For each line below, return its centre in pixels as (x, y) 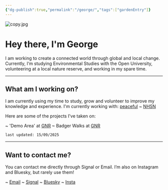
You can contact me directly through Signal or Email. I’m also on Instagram (82, 167)
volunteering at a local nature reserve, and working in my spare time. (76, 68)
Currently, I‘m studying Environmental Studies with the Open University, (79, 63)
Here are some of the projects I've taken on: (50, 116)
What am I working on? (42, 89)
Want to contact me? (38, 155)
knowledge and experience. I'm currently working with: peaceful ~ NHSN (80, 106)
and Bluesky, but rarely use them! (39, 172)
